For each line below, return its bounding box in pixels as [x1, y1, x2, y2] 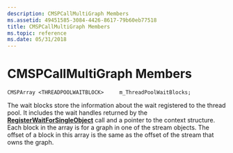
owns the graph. [7, 138, 54, 147]
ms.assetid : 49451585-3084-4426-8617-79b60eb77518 [7, 17, 157, 24]
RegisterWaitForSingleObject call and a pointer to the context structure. [7, 116, 216, 124]
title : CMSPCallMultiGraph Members [7, 23, 111, 30]
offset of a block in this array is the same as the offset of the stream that [7, 131, 214, 139]
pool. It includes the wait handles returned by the [7, 108, 148, 117]
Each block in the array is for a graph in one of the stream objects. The [7, 123, 210, 132]
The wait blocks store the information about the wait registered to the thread [7, 102, 226, 110]
